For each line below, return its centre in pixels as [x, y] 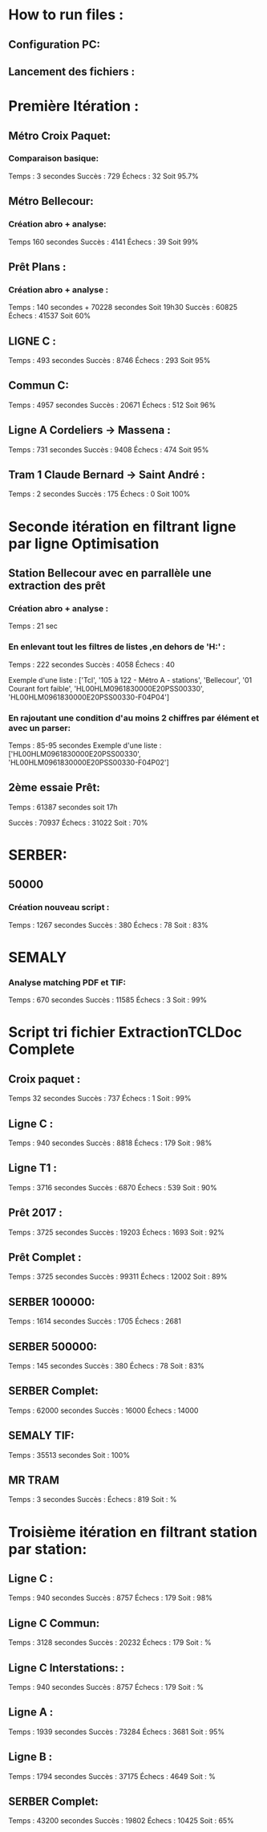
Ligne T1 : [33, 1168]
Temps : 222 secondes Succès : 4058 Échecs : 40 [91, 664]
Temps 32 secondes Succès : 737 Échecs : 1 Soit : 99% [100, 1099]
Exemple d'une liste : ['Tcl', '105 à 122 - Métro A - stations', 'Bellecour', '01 [130, 679]
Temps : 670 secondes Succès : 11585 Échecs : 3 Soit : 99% [108, 1000]
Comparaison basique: [53, 158]
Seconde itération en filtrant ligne [122, 526]
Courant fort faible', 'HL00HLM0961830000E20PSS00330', [106, 688]
